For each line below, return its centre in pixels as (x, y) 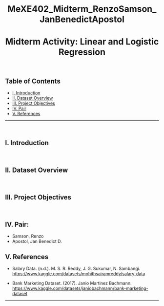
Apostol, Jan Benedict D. (37, 241)
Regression (82, 52)
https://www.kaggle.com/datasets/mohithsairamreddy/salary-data (79, 274)
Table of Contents (33, 81)
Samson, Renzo (28, 236)
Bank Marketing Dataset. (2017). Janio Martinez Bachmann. (72, 283)
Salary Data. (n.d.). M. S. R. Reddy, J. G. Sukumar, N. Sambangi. (76, 268)
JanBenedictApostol (82, 19)
